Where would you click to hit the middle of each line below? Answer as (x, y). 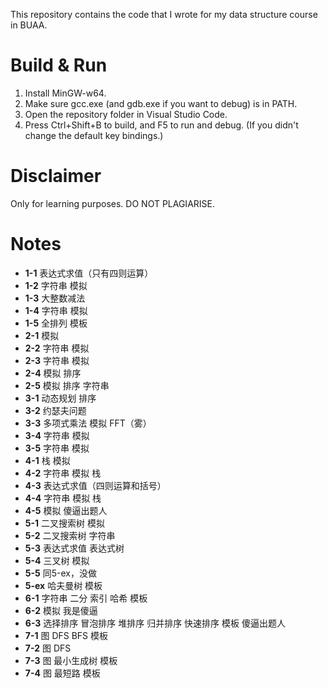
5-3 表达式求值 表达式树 (74, 548)
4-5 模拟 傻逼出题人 (66, 510)
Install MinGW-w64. (65, 93)
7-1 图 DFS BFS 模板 (66, 635)
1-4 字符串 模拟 (56, 310)
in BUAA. (29, 25)
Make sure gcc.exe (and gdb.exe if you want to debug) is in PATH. (161, 103)
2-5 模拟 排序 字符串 (67, 385)
